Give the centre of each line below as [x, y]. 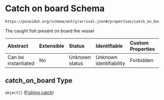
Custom [139, 43]
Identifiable [109, 46]
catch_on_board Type [39, 81]
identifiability [110, 63]
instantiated [21, 63]
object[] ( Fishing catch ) [30, 92]
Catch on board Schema [55, 9]
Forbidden [142, 60]
